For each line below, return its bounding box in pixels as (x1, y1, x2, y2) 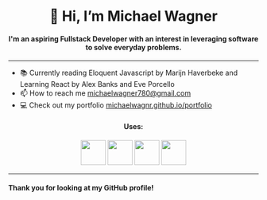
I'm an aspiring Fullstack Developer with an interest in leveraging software (8, 33, 259, 43)
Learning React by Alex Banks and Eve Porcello (19, 80, 175, 89)
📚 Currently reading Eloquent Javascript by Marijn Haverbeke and (19, 68, 238, 78)
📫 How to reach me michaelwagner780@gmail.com (19, 88, 192, 98)
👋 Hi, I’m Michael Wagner (48, 7, 219, 25)
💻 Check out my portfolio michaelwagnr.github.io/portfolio (19, 100, 212, 110)
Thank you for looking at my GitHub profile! (8, 183, 154, 193)
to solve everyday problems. (85, 42, 182, 52)
